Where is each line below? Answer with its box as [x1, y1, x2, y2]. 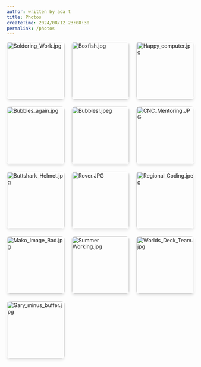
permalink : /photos [7, 25, 55, 31]
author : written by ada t [7, 8, 71, 15]
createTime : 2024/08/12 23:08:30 [7, 20, 90, 26]
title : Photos [7, 14, 42, 20]
